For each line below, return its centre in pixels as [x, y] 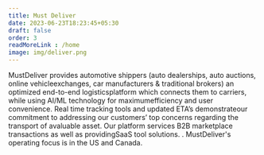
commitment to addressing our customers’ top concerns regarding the [123, 117]
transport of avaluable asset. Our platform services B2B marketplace [120, 126]
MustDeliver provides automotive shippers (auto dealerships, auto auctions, [132, 75]
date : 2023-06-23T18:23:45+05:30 [64, 23]
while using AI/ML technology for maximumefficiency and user [111, 101]
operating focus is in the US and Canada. [76, 143]
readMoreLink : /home [44, 45]
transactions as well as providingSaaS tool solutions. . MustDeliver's [120, 134]
